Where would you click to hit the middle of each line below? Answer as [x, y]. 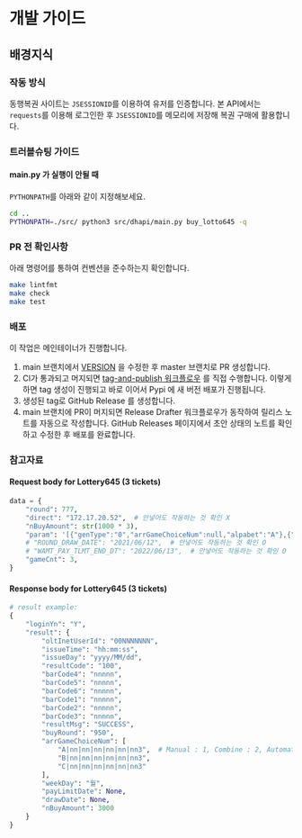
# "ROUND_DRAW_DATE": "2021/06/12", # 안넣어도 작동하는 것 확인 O [146, 543]
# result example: [44, 608]
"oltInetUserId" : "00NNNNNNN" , [100, 641]
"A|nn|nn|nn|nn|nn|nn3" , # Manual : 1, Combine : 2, [160, 750]
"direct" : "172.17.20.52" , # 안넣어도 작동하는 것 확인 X [128, 518]
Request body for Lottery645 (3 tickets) [85, 482]
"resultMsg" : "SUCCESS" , [88, 725]
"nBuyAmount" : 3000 [78, 808]
